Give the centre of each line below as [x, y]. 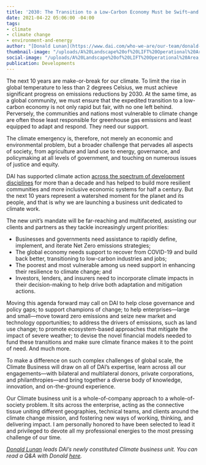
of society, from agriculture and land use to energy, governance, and [93, 151]
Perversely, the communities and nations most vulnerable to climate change [102, 113]
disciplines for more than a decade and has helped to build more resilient [98, 183]
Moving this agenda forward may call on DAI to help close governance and [101, 303]
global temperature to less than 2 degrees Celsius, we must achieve [92, 87]
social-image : [25, 58]
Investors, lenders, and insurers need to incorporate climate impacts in [105, 278]
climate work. [24, 208]
